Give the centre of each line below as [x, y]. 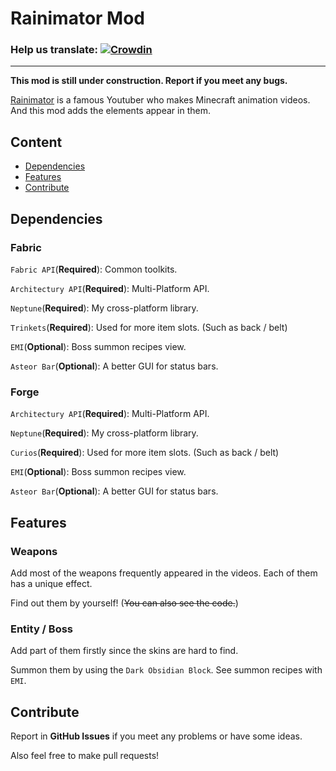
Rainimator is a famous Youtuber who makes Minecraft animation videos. [160, 100]
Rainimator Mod [78, 18]
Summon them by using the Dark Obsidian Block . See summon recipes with [166, 670]
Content [36, 142]
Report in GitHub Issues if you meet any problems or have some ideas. [156, 736]
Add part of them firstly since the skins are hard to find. [124, 651]
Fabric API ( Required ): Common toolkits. [94, 269]
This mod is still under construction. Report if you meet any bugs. [149, 81]
